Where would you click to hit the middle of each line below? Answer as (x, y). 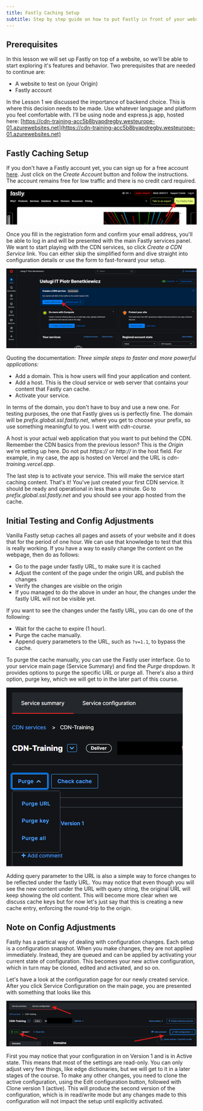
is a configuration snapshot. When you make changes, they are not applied (100, 948)
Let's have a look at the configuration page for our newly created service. (98, 979)
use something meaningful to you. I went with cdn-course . (79, 427)
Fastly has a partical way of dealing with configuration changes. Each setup (100, 942)
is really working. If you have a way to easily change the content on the (95, 549)
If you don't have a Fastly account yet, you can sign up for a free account (97, 168)
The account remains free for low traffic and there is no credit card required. (101, 181)
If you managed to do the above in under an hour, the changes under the (105, 592)
